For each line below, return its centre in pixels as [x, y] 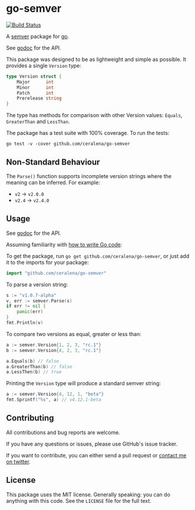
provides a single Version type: [44, 65]
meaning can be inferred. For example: [53, 183]
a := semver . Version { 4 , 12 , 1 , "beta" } [55, 394]
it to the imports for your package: [48, 262]
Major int [35, 82]
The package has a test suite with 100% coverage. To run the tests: [88, 133]
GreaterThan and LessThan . [38, 122]
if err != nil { [26, 306]
